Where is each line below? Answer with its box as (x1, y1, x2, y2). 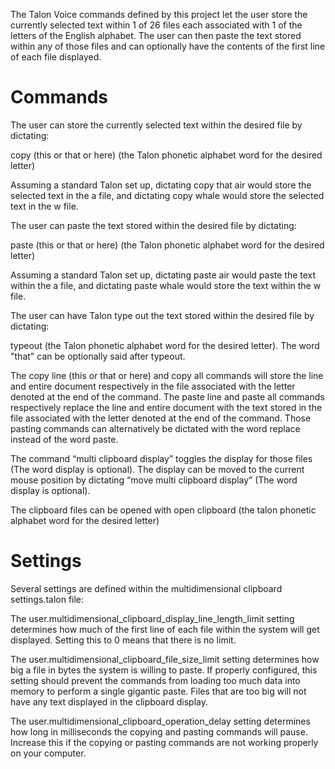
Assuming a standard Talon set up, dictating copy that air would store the (10, 179, 312, 191)
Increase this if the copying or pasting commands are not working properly (10, 736, 319, 748)
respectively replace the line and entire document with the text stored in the (10, 401, 323, 413)
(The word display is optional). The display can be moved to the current (10, 463, 305, 475)
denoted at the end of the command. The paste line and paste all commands (10, 390, 325, 403)
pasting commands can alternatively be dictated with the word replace (10, 422, 301, 434)
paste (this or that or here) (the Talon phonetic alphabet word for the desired (10, 239, 325, 251)
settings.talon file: (10, 593, 85, 605)
